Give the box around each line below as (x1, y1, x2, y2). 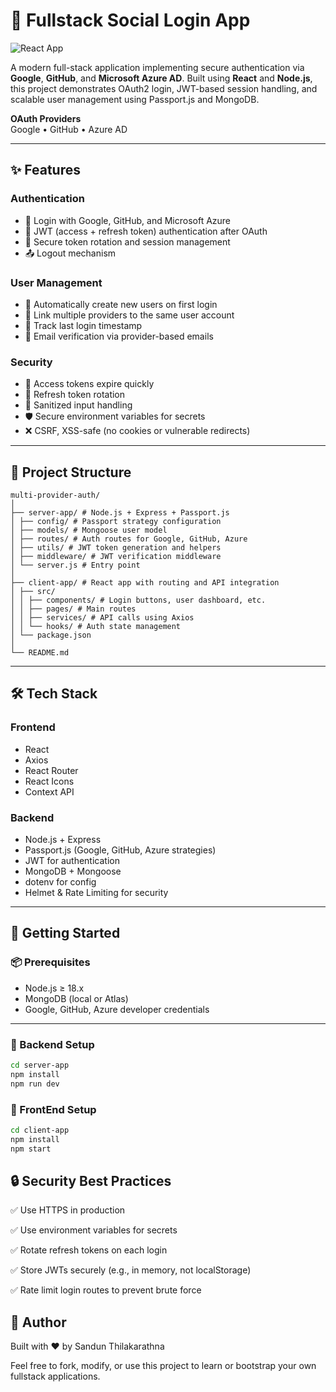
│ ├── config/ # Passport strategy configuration (10, 517, 222, 527)
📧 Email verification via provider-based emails (24, 330, 214, 342)
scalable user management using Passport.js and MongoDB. (10, 93, 260, 105)
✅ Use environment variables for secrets (10, 1224, 178, 1236)
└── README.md (10, 648, 70, 658)
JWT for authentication (24, 855, 120, 867)
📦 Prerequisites (10, 955, 91, 969)
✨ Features (10, 162, 81, 179)
